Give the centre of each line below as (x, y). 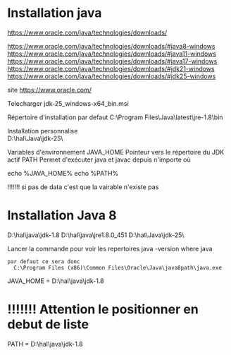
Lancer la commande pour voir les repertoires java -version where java (110, 248)
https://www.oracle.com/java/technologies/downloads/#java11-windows (112, 54)
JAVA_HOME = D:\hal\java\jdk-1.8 (56, 281)
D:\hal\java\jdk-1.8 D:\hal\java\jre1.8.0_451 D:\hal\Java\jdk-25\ (96, 235)
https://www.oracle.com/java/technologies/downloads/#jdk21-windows (111, 68)
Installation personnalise (43, 131)
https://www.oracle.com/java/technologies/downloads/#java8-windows (111, 46)
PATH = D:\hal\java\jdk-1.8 (45, 344)
